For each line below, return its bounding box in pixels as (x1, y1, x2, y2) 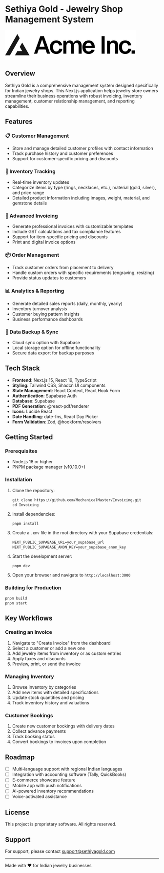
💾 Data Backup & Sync (5, 328, 59, 335)
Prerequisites (5, 448, 38, 454)
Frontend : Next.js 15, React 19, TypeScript (12, 377, 97, 383)
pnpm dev (12, 563, 30, 568)
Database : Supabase (12, 398, 55, 404)
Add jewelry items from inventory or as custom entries (12, 650, 122, 656)
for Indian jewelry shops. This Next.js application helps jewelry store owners (5, 87, 158, 94)
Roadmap (5, 753, 35, 761)
